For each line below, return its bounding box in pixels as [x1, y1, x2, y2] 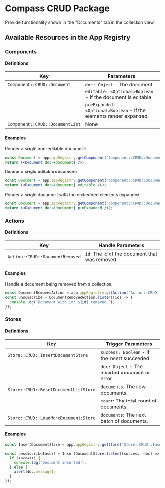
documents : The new [100, 383, 146, 390]
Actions [5, 217, 25, 224]
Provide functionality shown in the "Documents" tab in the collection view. [5, 19, 155, 25]
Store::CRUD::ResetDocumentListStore [7, 387, 96, 392]
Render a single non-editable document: [5, 145, 87, 151]
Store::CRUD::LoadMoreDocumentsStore [7, 415, 96, 421]
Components [5, 48, 37, 55]
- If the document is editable [85, 94, 152, 101]
